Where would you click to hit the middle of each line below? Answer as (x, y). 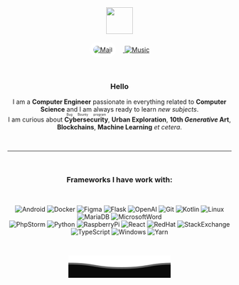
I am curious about (36, 119)
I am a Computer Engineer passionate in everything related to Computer (119, 102)
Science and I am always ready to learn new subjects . (119, 109)
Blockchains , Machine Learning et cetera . (119, 127)
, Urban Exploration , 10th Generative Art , (169, 119)
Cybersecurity (86, 119)
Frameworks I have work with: (119, 180)
